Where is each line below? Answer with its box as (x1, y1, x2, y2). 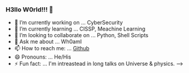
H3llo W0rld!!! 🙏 (5, 5, 53, 14)
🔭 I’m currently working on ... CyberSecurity (14, 19, 124, 26)
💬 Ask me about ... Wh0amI (14, 38, 82, 45)
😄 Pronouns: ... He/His (14, 53, 71, 60)
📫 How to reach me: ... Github (14, 45, 89, 52)
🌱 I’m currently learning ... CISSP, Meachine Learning (14, 25, 146, 32)
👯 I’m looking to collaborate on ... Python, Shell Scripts (14, 32, 149, 39)
